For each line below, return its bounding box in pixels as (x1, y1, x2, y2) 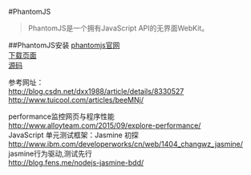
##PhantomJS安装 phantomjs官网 (8, 40, 120, 50)
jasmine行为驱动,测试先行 (8, 149, 92, 158)
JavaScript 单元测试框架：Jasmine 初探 (8, 130, 139, 140)
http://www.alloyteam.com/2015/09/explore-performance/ (8, 120, 201, 130)
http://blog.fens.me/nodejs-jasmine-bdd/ (8, 158, 144, 167)
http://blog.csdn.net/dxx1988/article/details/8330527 (8, 87, 184, 96)
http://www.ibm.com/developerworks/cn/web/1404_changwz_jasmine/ (8, 140, 243, 149)
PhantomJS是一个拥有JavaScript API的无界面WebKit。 (27, 23, 209, 33)
